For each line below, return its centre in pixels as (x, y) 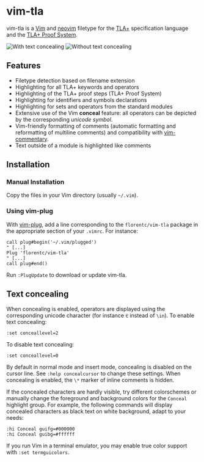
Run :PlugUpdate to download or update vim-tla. (67, 275)
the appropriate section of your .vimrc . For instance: (72, 231)
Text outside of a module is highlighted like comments (83, 145)
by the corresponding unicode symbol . (64, 119)
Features (24, 66)
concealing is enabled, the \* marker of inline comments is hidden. (90, 380)
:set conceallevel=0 (33, 356)
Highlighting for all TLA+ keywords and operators (77, 87)
